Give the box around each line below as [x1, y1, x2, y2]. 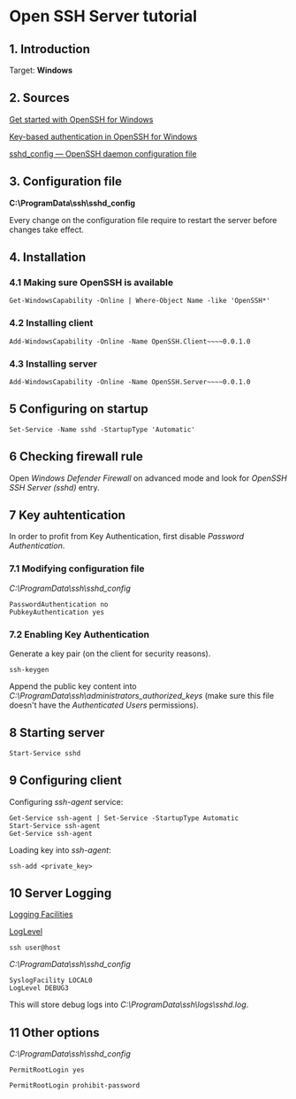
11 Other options [9, 1025, 100, 1040]
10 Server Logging [9, 886, 112, 901]
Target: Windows [9, 65, 73, 75]
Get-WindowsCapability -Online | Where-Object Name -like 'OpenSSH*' [9, 297, 271, 306]
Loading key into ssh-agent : [9, 844, 112, 855]
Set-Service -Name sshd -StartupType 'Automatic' [9, 425, 196, 434]
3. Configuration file [9, 174, 122, 190]
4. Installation [9, 250, 87, 265]
